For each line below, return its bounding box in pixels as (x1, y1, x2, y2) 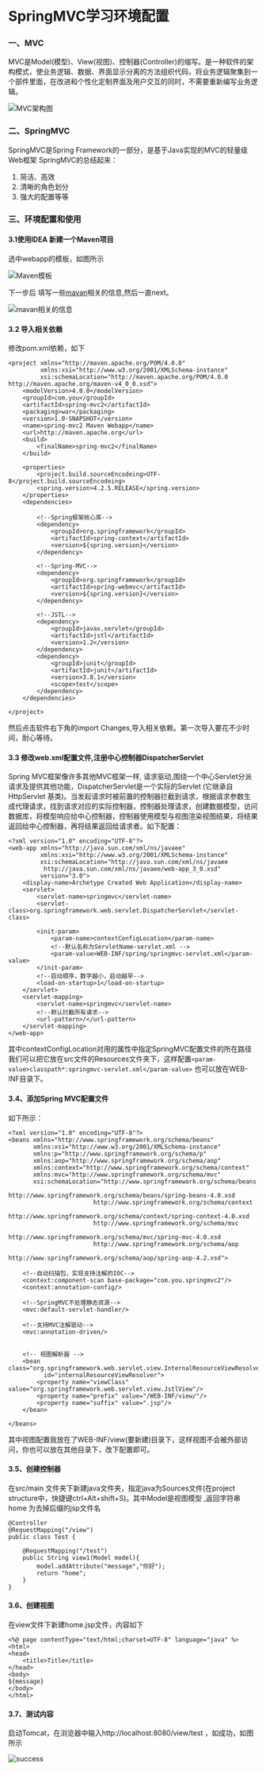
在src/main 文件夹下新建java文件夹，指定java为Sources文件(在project (8, 1483, 236, 1493)
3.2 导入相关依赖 (8, 324, 63, 334)
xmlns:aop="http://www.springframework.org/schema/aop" (32, 1156, 222, 1164)
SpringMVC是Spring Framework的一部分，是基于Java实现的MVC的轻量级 (8, 145, 248, 155)
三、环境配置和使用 (8, 214, 82, 225)
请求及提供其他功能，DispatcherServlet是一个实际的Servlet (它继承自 (8, 781, 234, 791)
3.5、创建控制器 (8, 1464, 62, 1474)
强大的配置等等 (19, 191, 69, 201)
